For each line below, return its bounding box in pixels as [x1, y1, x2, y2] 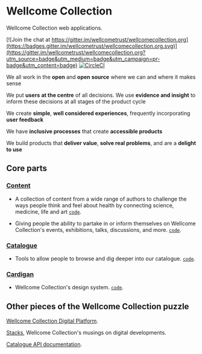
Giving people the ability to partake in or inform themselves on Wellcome [14, 219, 196, 227]
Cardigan [6, 270, 34, 278]
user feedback [6, 116, 44, 123]
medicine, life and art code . [14, 208, 81, 215]
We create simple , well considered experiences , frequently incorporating [6, 109, 191, 117]
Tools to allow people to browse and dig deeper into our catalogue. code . [14, 255, 196, 262]
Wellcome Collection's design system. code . [14, 284, 124, 291]
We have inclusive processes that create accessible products [6, 127, 163, 135]
